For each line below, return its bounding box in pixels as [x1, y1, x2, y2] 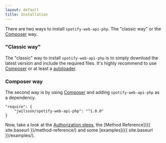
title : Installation [5, 12, 48, 17]
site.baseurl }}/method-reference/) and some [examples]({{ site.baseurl [5, 127, 153, 133]
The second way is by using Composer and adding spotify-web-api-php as [5, 89, 160, 95]
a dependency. [5, 94, 36, 100]
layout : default [5, 7, 39, 12]
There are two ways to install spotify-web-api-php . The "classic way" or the [5, 25, 161, 31]
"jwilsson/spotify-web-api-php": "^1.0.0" [14, 108, 104, 114]
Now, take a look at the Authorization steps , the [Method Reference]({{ [5, 122, 151, 128]
